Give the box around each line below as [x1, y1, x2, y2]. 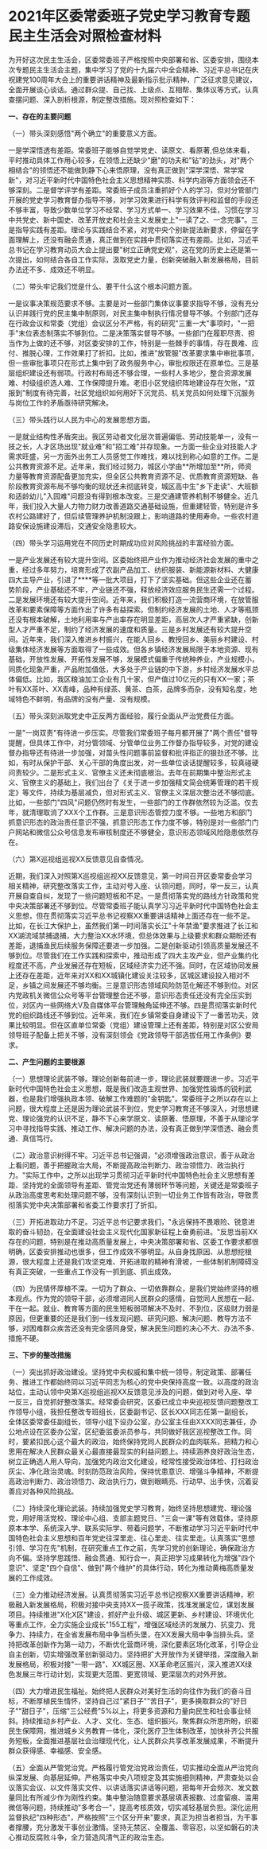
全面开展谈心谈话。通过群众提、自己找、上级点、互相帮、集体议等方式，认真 [8, 84, 259, 94]
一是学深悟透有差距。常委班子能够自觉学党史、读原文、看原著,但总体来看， [8, 145, 254, 155]
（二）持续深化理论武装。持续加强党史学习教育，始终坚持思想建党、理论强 [8, 1503, 252, 1513]
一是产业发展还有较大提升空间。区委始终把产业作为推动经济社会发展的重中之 [8, 554, 259, 565]
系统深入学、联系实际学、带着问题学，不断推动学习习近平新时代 [42, 1523, 252, 1532]
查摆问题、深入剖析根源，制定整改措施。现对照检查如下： [8, 95, 196, 104]
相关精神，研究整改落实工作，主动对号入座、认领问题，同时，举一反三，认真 [8, 880, 259, 891]
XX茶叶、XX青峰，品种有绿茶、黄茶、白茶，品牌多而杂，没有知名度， [21, 684, 250, 693]
